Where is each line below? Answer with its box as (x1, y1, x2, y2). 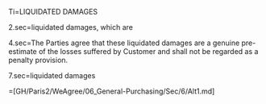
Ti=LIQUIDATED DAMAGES (8, 7, 98, 16)
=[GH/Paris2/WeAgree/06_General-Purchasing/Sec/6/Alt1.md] (8, 86, 215, 96)
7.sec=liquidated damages (8, 71, 96, 80)
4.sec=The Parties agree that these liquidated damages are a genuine (8, 38, 240, 48)
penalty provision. (8, 56, 69, 64)
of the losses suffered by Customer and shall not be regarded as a (39, 47, 259, 56)
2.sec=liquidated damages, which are (8, 23, 134, 31)
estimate (8, 47, 38, 56)
